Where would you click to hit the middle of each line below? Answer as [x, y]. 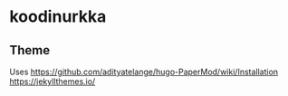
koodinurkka [58, 17]
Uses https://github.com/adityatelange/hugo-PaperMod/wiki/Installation [144, 72]
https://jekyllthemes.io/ [53, 82]
